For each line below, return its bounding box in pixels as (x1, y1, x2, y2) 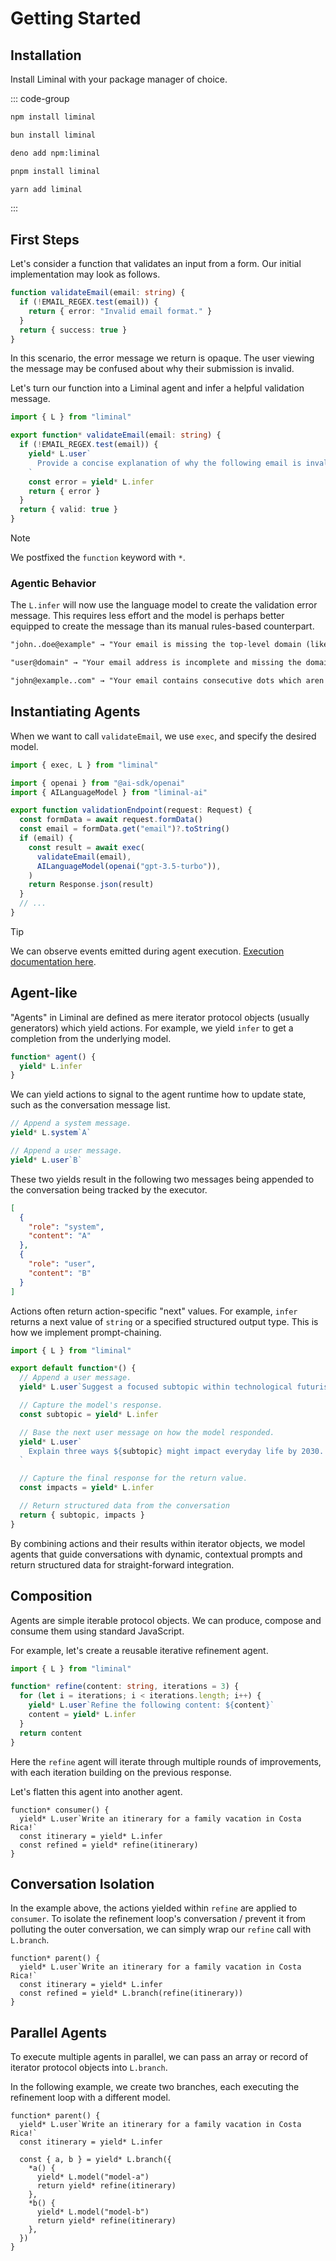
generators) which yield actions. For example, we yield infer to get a (10, 1022, 294, 1034)
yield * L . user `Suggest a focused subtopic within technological (19, 1382, 293, 1392)
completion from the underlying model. (10, 1032, 172, 1044)
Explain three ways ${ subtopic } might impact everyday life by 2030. (28, 1446, 325, 1456)
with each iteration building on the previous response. (10, 1766, 232, 1778)
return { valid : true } (19, 505, 118, 515)
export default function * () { (10, 1363, 137, 1374)
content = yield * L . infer (28, 1710, 137, 1720)
